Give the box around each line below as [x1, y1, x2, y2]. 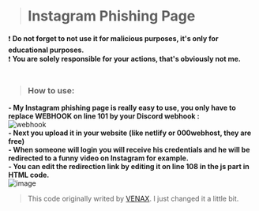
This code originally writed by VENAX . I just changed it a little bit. [27, 194, 239, 204]
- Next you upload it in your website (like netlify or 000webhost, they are [8, 128, 252, 138]
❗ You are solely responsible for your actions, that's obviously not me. [8, 54, 241, 63]
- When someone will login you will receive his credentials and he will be [8, 145, 250, 155]
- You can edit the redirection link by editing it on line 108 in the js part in [8, 162, 250, 171]
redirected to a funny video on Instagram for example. [8, 153, 190, 163]
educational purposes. [8, 45, 84, 55]
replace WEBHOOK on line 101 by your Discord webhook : [8, 111, 200, 121]
